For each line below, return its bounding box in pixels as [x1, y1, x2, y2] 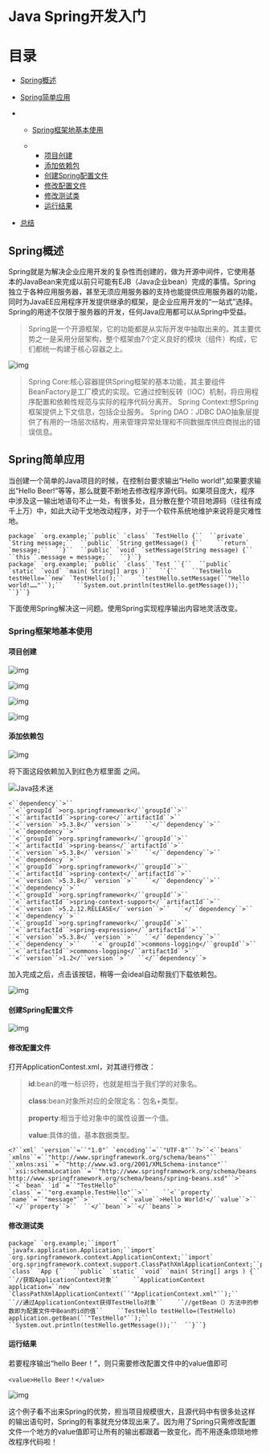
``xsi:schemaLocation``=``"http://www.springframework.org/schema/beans [8, 1168, 257, 1176]
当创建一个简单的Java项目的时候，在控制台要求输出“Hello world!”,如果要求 [8, 475, 255, 485]
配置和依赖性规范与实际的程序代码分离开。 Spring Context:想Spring [35, 396, 259, 406]
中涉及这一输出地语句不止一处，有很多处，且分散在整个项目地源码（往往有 [8, 495, 255, 505]
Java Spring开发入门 [8, 7, 146, 26]
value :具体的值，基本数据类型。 [27, 1131, 134, 1140]
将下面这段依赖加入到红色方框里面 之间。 [8, 766, 145, 776]
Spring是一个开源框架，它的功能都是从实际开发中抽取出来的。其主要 [27, 323, 255, 334]
